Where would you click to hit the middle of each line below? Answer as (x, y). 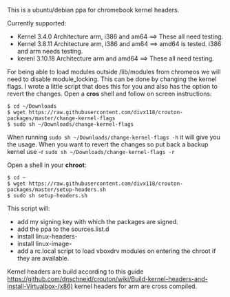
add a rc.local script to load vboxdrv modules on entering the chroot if (116, 251)
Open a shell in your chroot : (47, 165)
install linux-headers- (47, 236)
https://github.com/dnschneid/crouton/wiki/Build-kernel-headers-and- (107, 279)
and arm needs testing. (50, 51)
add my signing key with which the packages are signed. (98, 222)
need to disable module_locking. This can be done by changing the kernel (112, 79)
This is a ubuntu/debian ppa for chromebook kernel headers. (93, 10)
